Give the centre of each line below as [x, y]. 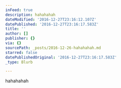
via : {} [13, 43]
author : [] [17, 34]
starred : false [21, 52]
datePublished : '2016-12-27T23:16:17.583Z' [52, 24]
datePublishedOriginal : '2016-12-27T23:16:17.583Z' [61, 57]
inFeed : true [19, 10]
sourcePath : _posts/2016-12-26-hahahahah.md [53, 48]
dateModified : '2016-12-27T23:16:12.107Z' [51, 19]
